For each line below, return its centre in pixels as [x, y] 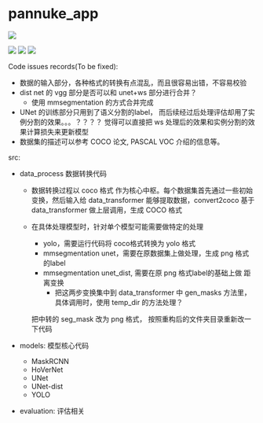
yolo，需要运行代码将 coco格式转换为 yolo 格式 [119, 243]
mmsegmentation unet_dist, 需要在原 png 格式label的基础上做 [142, 273]
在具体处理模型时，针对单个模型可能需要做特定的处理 [117, 226]
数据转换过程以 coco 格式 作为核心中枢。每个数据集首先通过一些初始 [142, 190]
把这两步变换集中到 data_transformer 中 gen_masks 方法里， [153, 292]
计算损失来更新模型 [57, 131]
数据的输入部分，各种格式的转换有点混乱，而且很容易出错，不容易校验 [133, 83]
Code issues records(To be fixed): [63, 66]
